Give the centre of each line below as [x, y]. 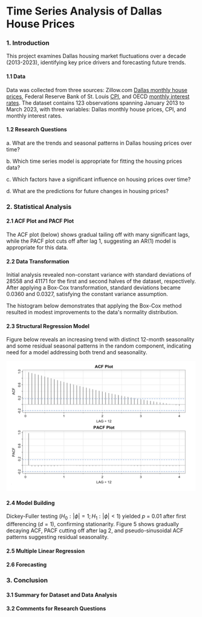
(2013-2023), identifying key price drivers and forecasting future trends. [96, 62]
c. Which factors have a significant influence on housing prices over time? [99, 179]
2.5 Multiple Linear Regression [46, 551]
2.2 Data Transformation [38, 261]
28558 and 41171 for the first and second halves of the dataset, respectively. [101, 281]
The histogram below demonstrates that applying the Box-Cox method [94, 306]
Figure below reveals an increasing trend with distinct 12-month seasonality [100, 340]
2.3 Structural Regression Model [48, 326]
